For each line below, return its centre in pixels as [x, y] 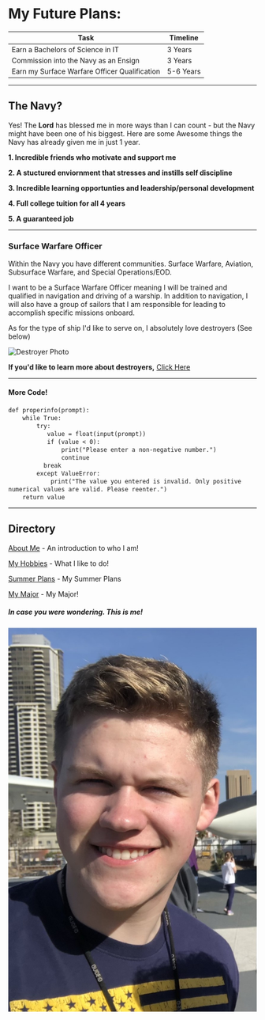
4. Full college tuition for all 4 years [67, 203]
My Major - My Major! [43, 593]
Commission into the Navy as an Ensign [76, 60]
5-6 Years [184, 71]
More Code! [28, 392]
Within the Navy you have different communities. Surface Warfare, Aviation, [131, 264]
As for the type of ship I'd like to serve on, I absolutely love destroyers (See [130, 328]
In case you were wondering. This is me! [76, 612]
